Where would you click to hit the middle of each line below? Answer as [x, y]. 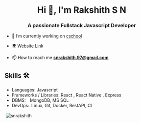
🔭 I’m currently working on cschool [47, 36]
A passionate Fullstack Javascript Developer [82, 26]
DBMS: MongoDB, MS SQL [40, 100]
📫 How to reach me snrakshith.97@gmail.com [60, 58]
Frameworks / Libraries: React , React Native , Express [66, 95]
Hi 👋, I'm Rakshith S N [82, 10]
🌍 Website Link [27, 46]
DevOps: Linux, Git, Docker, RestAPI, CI [52, 106]
